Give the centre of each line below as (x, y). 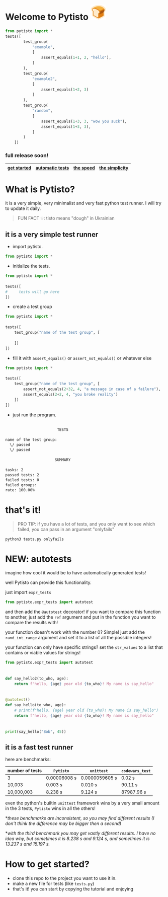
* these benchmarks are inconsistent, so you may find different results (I (80, 818)
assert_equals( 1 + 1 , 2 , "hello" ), (76, 58)
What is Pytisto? (40, 189)
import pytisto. (28, 247)
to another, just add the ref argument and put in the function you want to (80, 617)
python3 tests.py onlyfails (35, 539)
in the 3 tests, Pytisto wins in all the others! (50, 808)
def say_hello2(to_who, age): (37, 679)
